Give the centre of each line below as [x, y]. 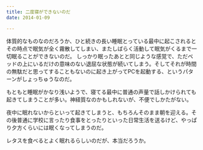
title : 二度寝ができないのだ [38, 12]
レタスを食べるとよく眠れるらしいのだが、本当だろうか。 [78, 140]
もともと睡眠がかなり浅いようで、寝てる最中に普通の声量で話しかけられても [101, 92]
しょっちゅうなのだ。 [48, 79]
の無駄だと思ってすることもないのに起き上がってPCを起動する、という [95, 71]
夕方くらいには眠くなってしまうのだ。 [59, 128]
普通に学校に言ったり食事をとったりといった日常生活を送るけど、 [99, 120]
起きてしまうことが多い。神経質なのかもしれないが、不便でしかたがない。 [99, 99]
